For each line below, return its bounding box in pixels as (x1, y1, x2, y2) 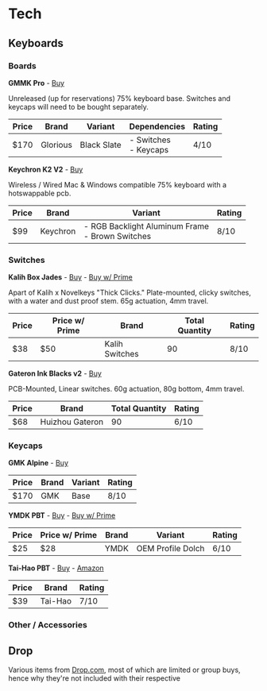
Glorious (41, 139, 73, 150)
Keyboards (8, 37, 64, 50)
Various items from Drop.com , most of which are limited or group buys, (8, 665, 241, 675)
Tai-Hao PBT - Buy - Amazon (8, 563, 105, 573)
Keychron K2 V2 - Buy (8, 164, 83, 174)
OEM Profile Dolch (136, 543, 205, 554)
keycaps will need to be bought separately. (8, 102, 149, 111)
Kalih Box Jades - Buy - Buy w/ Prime (8, 272, 133, 282)
